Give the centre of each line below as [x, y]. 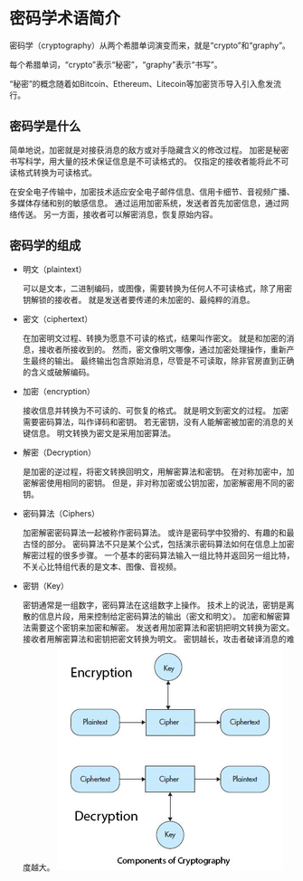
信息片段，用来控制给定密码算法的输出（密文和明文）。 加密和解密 [161, 616]
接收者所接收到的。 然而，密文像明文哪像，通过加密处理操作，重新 [162, 349]
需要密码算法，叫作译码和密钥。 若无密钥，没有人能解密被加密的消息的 [154, 422]
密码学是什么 [45, 126]
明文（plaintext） [55, 269]
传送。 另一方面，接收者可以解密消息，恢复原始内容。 [117, 214]
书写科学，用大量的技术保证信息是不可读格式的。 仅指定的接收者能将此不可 [149, 161]
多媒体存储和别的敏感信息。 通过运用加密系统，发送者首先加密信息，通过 [145, 203]
